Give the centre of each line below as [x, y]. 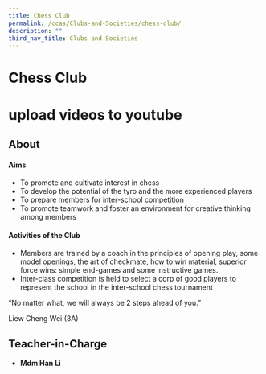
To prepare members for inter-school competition [102, 200]
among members [48, 217]
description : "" [35, 31]
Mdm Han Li [41, 364]
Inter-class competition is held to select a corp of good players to [128, 279]
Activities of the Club [44, 235]
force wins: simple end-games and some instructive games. [119, 270]
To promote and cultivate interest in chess [90, 183]
